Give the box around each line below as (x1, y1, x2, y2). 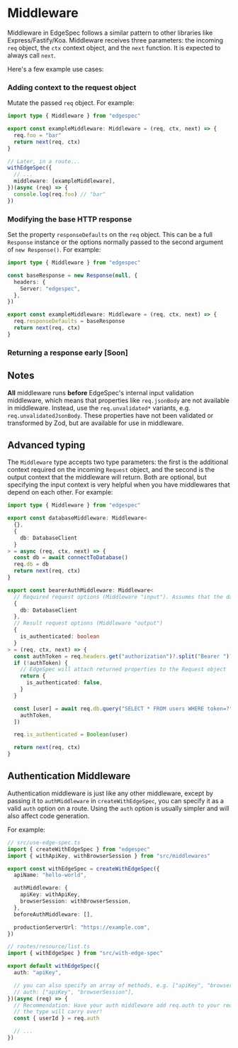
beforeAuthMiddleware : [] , (13, 910, 93, 918)
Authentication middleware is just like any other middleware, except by (7, 789, 214, 798)
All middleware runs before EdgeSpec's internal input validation (7, 388, 194, 397)
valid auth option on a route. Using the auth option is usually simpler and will (7, 804, 229, 812)
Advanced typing (7, 438, 86, 451)
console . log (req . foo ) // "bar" (13, 190, 106, 198)
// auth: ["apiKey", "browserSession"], (13, 988, 135, 995)
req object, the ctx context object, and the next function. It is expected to (7, 43, 221, 52)
